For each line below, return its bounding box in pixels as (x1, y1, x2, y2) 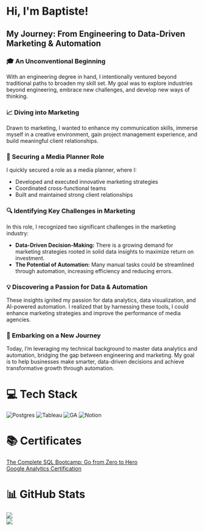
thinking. (6, 92, 29, 100)
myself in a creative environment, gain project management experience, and (6, 131, 198, 138)
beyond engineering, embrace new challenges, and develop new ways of (6, 86, 190, 93)
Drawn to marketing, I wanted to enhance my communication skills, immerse (6, 124, 198, 132)
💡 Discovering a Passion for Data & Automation (6, 282, 148, 291)
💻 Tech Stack (6, 387, 78, 401)
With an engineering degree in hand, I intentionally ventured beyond (6, 73, 177, 80)
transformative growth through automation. (6, 365, 114, 372)
